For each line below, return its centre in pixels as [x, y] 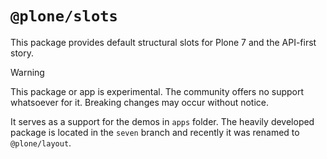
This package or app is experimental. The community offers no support [157, 91]
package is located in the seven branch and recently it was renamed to [155, 132]
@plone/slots [64, 16]
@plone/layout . [41, 143]
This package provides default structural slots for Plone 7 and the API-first [163, 42]
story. [22, 53]
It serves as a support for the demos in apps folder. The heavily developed [162, 121]
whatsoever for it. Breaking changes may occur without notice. [140, 102]
